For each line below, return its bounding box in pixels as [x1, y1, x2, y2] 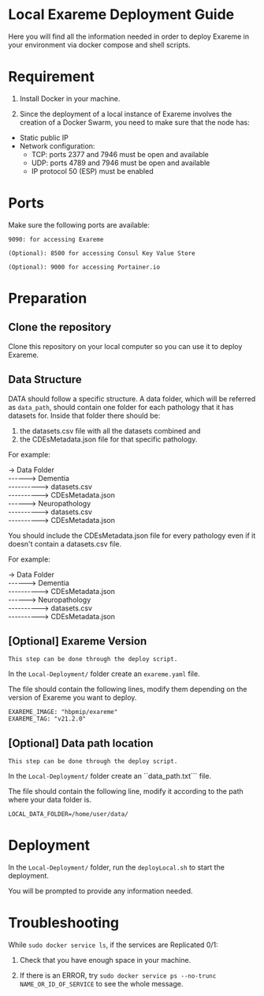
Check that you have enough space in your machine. [19, 956, 191, 965]
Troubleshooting [8, 914, 120, 932]
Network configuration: [19, 141, 95, 151]
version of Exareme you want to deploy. [8, 693, 137, 702]
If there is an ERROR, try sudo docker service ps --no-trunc [19, 971, 217, 980]
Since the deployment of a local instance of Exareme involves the [19, 109, 232, 118]
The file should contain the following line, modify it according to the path [8, 787, 244, 796]
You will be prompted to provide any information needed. [8, 886, 193, 896]
